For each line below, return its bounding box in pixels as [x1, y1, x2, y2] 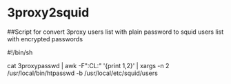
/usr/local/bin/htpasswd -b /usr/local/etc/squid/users [7, 69, 159, 77]
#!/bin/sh [7, 48, 33, 56]
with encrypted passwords [7, 34, 83, 43]
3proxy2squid [7, 5, 90, 21]
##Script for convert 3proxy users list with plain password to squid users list [7, 28, 224, 36]
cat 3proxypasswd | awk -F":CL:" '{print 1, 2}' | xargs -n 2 [7, 61, 170, 70]
